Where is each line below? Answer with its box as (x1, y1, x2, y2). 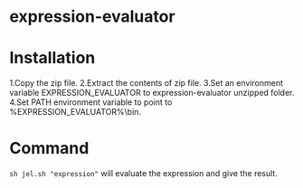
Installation (9, 48, 96, 69)
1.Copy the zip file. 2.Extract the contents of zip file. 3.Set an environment (9, 78, 283, 89)
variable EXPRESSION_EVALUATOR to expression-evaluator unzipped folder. (9, 88, 295, 99)
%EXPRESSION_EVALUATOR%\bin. (9, 107, 142, 117)
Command (9, 138, 90, 159)
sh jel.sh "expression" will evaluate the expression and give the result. (9, 168, 278, 179)
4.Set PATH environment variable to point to (9, 97, 173, 108)
